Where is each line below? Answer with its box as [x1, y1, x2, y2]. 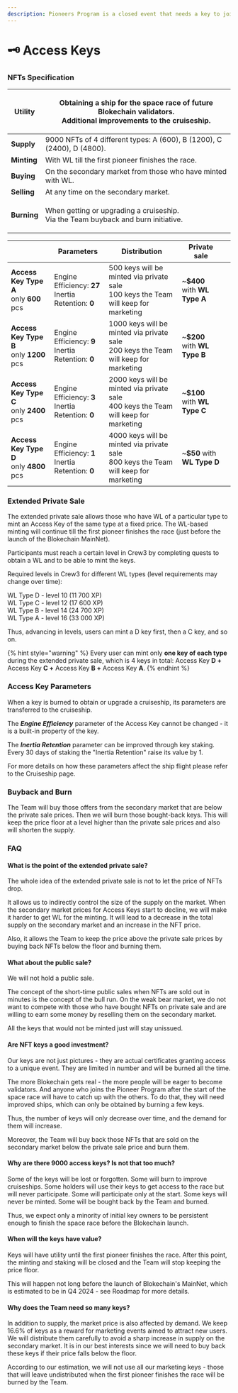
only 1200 [11, 350, 46, 360]
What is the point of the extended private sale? [7, 861, 148, 869]
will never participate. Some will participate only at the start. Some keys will [7, 1189, 228, 1198]
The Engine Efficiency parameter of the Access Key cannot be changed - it [7, 719, 229, 727]
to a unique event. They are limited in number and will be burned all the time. [7, 1064, 231, 1072]
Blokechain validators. [98, 107, 175, 117]
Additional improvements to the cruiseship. [61, 116, 211, 126]
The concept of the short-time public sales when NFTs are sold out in [7, 988, 210, 996]
